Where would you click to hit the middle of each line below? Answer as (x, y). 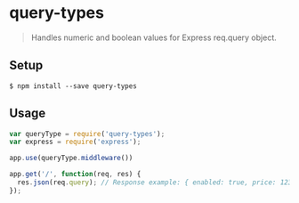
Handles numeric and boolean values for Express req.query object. (154, 37)
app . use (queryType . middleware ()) (71, 158)
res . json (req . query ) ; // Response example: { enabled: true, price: (147, 183)
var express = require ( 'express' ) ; (75, 142)
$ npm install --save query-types (73, 86)
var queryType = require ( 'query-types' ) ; (87, 134)
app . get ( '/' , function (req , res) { (75, 175)
